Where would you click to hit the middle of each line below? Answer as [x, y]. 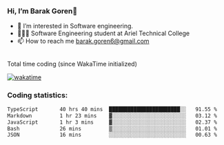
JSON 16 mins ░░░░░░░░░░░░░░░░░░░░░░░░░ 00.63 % [112, 135]
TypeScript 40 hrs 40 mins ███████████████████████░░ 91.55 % [112, 109]
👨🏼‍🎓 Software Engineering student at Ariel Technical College [103, 33]
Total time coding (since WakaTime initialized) [72, 64]
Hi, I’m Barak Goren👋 [42, 11]
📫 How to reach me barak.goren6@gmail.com [83, 41]
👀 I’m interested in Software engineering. [75, 26]
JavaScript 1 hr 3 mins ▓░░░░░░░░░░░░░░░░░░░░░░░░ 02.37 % [112, 122]
